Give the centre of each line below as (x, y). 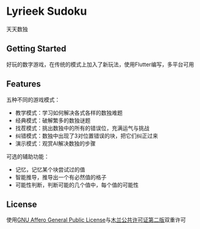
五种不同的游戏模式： (33, 99)
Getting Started (36, 49)
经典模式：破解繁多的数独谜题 (53, 120)
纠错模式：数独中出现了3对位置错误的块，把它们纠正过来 (87, 136)
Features (24, 84)
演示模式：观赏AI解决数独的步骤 (55, 143)
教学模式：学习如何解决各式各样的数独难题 (69, 112)
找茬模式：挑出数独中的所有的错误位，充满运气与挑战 (82, 128)
